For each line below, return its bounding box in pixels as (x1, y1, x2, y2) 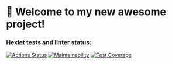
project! (6, 17, 45, 31)
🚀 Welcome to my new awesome (6, 5, 167, 19)
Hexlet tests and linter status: (6, 38, 92, 47)
